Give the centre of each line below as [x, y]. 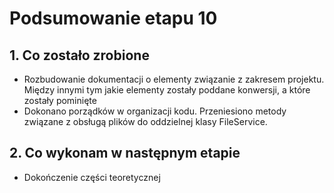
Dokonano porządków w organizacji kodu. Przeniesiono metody [155, 111]
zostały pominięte [60, 100]
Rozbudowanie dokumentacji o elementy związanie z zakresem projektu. [174, 79]
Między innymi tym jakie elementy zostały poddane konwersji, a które [167, 90]
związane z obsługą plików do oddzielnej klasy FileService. [145, 121]
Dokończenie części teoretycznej [92, 177]
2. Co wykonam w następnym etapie [125, 153]
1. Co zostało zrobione [79, 55]
